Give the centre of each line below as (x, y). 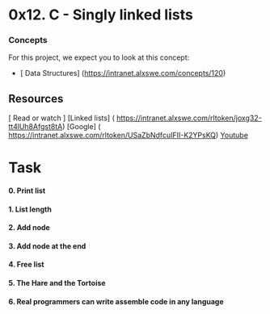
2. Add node (29, 228)
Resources (36, 98)
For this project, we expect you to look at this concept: (99, 57)
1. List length (30, 209)
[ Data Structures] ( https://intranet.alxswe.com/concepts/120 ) (123, 73)
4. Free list (26, 265)
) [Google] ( (81, 127)
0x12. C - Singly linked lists (101, 15)
